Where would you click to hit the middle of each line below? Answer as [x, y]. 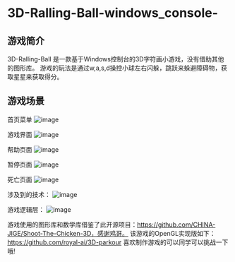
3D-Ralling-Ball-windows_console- [113, 13]
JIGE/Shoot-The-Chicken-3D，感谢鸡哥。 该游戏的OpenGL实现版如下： [112, 233]
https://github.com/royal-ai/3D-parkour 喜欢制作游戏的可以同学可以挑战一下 [118, 242]
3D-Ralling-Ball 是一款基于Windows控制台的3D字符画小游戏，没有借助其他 [116, 59]
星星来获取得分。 [38, 77]
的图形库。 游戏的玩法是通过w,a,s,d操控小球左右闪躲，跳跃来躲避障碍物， [114, 68]
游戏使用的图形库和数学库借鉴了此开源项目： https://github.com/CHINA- [112, 225]
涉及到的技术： [29, 194]
